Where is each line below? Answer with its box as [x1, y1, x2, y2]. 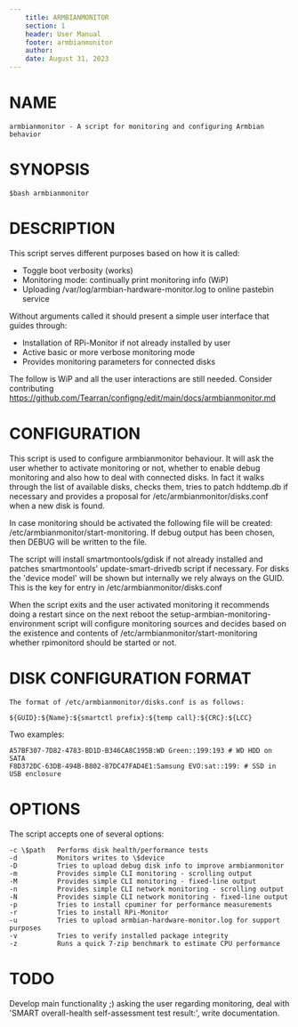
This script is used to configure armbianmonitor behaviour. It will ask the [9, 453, 274, 464]
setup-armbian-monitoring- [170, 609, 271, 619]
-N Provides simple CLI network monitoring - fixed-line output [9, 892, 289, 902]
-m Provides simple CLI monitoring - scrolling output [9, 869, 253, 877]
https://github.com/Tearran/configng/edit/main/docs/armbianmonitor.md [9, 392, 276, 403]
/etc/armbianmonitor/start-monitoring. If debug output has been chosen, [9, 527, 276, 538]
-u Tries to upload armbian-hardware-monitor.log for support [9, 916, 280, 925]
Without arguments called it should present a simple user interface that [9, 311, 270, 321]
